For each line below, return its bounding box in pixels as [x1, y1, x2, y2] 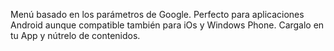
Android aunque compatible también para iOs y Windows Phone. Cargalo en [10, 19, 325, 31]
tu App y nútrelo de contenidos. [10, 30, 141, 41]
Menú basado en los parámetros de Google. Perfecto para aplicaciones [10, 9, 305, 20]
